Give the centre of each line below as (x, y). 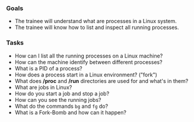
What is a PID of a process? (48, 68)
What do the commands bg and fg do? (61, 106)
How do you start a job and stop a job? (62, 94)
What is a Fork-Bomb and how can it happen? (70, 112)
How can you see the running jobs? (58, 99)
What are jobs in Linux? (43, 87)
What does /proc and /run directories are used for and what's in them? (101, 81)
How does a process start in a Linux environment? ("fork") (86, 75)
